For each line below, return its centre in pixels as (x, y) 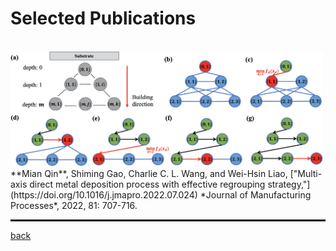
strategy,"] (289, 184)
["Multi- (306, 174)
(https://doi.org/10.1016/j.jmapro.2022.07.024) (104, 195)
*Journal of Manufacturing (255, 195)
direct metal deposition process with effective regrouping (147, 184)
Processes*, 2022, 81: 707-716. (74, 206)
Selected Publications (103, 18)
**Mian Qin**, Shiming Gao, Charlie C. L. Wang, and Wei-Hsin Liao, (149, 174)
